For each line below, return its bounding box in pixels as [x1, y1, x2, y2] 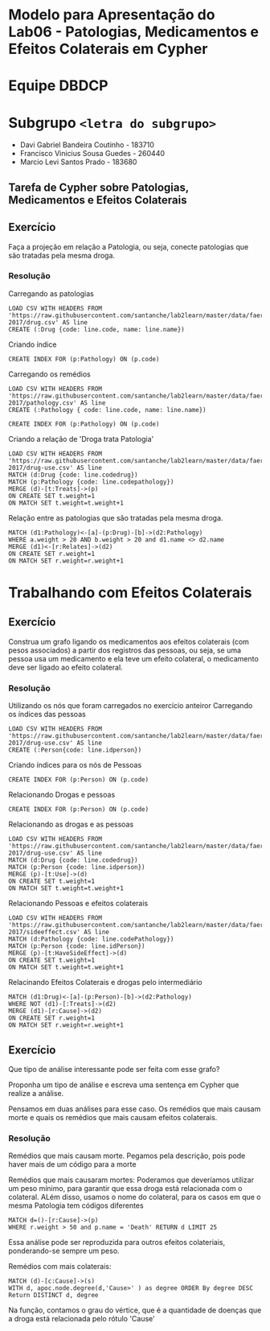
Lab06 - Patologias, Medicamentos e [8, 23, 260, 41]
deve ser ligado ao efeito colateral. [8, 662, 123, 672]
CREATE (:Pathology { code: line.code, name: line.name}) [8, 406, 207, 414]
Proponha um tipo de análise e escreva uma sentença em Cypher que [8, 1080, 239, 1090]
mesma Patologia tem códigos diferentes [8, 1201, 144, 1210]
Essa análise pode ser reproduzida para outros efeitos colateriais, [8, 1238, 226, 1247]
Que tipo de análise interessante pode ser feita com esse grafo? [8, 1064, 220, 1073]
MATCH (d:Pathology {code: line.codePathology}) [8, 935, 174, 943]
